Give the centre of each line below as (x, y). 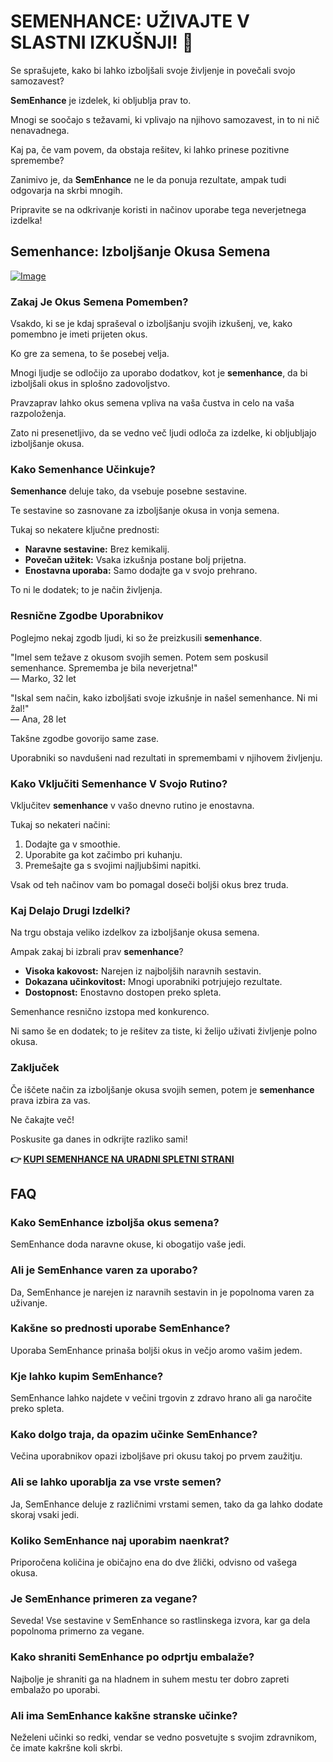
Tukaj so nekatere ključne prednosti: (85, 530)
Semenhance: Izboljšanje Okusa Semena (140, 251)
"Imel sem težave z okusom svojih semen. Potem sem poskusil (139, 657)
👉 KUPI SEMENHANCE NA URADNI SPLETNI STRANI (122, 1159)
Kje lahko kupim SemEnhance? (87, 1376)
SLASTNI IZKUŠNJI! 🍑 (102, 42)
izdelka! (26, 220)
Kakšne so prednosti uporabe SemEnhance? (120, 1328)
